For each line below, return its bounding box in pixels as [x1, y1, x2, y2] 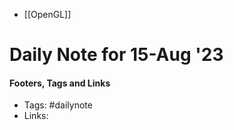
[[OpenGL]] [23, 9, 72, 20]
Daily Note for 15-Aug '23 [9, 44, 224, 66]
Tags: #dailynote [23, 99, 93, 111]
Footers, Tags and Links [9, 77, 111, 89]
